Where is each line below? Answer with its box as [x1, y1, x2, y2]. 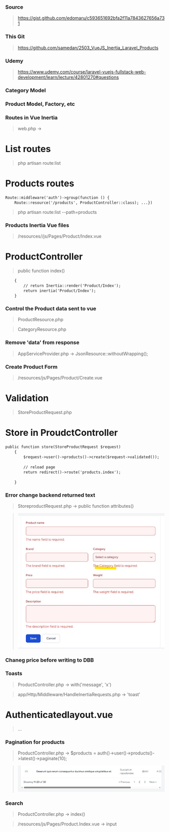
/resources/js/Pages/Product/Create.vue [17, 375, 103, 381]
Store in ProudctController [5, 427, 118, 439]
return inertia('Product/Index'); [23, 288, 96, 293]
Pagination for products [5, 738, 65, 745]
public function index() [17, 268, 65, 274]
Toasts [5, 670, 23, 677]
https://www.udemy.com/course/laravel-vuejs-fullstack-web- [17, 68, 146, 74]
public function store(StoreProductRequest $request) [5, 444, 121, 449]
